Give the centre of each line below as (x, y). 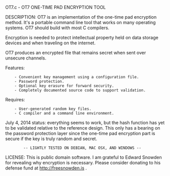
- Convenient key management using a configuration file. (77, 77)
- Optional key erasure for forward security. (64, 86)
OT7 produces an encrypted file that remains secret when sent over (76, 53)
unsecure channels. (26, 58)
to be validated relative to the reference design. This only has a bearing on (83, 128)
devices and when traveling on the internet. (51, 43)
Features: (15, 68)
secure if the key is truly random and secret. (51, 139)
